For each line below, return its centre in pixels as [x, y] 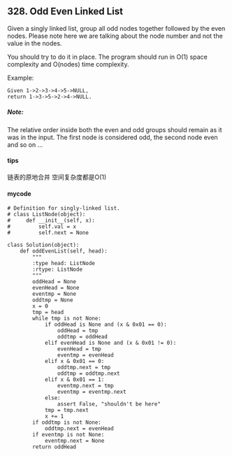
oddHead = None [55, 282]
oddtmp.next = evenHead [79, 429]
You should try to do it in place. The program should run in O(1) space [107, 57]
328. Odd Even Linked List [65, 12]
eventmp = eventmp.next [92, 392]
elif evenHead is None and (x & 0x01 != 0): [110, 343]
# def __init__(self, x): [51, 221]
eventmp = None [55, 294]
